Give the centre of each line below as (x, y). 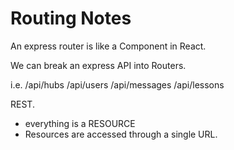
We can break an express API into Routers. (98, 65)
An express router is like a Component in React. (108, 46)
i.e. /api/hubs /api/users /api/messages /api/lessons (117, 84)
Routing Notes (71, 18)
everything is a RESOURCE (80, 123)
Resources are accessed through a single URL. (121, 134)
